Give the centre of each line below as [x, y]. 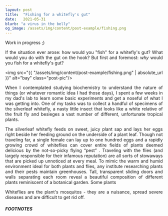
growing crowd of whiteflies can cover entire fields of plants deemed [84, 145]
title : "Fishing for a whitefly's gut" [48, 14]
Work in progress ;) [25, 42]
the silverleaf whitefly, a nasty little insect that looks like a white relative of [84, 109]
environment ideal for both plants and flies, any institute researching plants [84, 166]
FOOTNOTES [19, 208]
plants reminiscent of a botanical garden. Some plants [61, 182]
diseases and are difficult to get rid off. [45, 197]
